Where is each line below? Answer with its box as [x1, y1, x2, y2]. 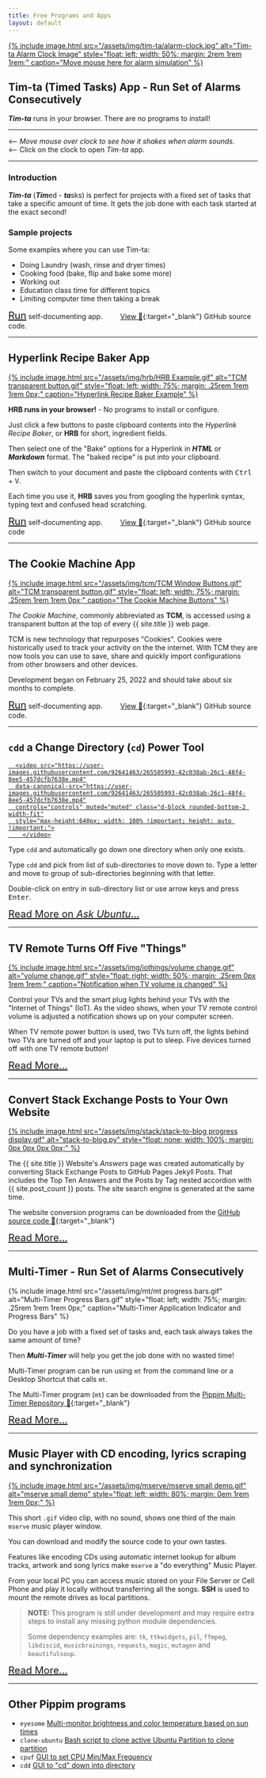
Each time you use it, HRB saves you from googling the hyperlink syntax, [8, 491, 245, 501]
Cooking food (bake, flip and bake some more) [19, 268, 173, 278]
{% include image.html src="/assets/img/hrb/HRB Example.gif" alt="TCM [8, 372, 247, 382]
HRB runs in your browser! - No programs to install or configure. [8, 405, 220, 414]
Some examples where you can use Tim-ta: [8, 245, 150, 254]
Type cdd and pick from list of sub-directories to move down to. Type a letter [8, 860, 257, 870]
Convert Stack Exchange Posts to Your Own [8, 1093, 229, 1106]
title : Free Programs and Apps [8, 11, 112, 20]
